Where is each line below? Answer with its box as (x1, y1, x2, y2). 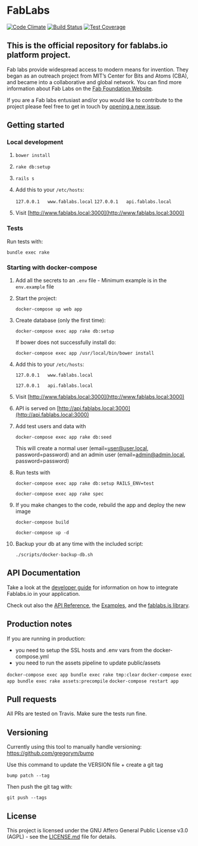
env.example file (15, 283, 54, 290)
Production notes (7, 619, 73, 629)
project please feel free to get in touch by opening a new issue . (7, 103, 162, 110)
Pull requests (7, 694, 57, 705)
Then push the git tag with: (7, 783, 73, 790)
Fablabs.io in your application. (7, 590, 80, 597)
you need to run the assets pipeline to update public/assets (15, 659, 161, 666)
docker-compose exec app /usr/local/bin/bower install (15, 350, 155, 356)
